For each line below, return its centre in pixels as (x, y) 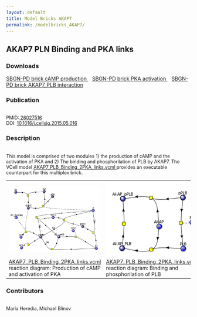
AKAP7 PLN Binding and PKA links (70, 49)
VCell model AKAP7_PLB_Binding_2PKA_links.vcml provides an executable (87, 167)
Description (23, 138)
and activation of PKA (35, 274)
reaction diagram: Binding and (142, 268)
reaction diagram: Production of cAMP (55, 268)
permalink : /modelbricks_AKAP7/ (45, 25)
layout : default (26, 12)
